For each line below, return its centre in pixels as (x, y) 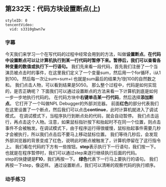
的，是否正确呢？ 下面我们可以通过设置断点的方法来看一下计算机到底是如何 (82, 91)
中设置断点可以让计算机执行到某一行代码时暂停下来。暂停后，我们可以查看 (81, 60)
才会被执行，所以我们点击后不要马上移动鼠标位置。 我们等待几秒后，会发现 (82, 134)
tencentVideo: (20, 25)
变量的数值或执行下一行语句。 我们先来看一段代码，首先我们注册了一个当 (83, 67)
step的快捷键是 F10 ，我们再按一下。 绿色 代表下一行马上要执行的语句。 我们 (82, 159)
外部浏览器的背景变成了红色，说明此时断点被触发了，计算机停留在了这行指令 (83, 141)
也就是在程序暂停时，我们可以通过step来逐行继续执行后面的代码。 (72, 153)
